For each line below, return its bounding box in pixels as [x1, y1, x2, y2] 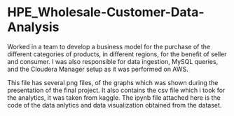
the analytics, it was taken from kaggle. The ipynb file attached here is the [7, 93, 221, 102]
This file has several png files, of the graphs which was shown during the [7, 78, 219, 86]
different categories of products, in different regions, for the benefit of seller [7, 50, 227, 58]
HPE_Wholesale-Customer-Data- [7, 4, 205, 20]
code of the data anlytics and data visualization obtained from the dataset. [7, 101, 222, 109]
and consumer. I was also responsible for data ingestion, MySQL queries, [7, 57, 219, 65]
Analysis [7, 19, 60, 35]
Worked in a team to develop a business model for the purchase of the [7, 42, 211, 51]
